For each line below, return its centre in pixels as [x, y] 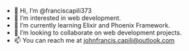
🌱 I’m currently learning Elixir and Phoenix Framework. [92, 25]
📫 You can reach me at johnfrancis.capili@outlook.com [94, 40]
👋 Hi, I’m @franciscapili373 [53, 11]
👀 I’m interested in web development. [67, 18]
